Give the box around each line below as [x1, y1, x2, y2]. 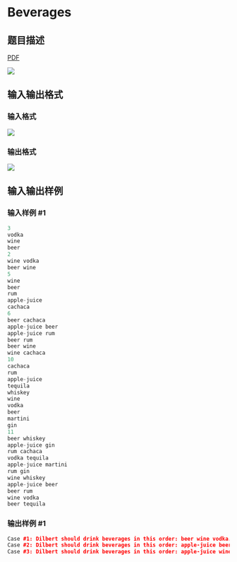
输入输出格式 [7, 89, 63, 101]
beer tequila [7, 500, 46, 508]
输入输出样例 [7, 185, 63, 197]
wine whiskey [7, 474, 46, 481]
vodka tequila [7, 455, 49, 462]
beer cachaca [7, 316, 46, 324]
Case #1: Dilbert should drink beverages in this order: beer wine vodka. [7, 535, 232, 542]
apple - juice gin [7, 441, 55, 449]
